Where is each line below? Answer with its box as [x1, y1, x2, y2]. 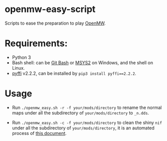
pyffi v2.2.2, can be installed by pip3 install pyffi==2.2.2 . [12, 70, 136, 76]
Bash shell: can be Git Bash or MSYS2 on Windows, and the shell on [12, 59, 153, 66]
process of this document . [12, 130, 67, 136]
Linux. [12, 65, 25, 71]
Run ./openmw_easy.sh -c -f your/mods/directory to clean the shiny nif [12, 119, 162, 125]
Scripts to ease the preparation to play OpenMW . [5, 20, 106, 26]
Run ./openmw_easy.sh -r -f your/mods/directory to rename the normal [12, 104, 162, 110]
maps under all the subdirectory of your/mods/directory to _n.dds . [12, 109, 149, 116]
